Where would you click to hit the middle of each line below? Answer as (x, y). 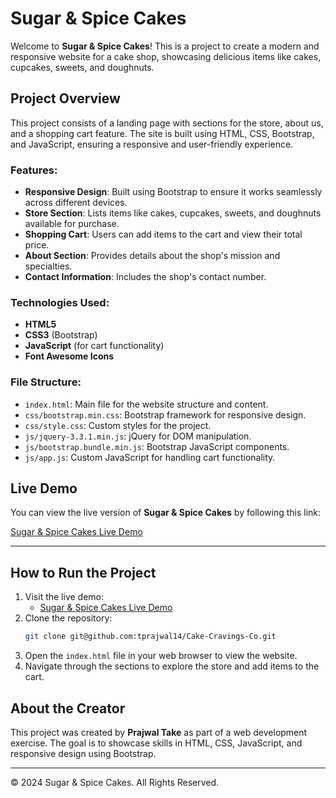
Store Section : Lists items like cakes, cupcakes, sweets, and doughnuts (173, 213)
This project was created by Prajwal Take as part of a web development (159, 732)
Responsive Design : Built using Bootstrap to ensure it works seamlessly (173, 192)
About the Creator (68, 708)
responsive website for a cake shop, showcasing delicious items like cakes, (166, 56)
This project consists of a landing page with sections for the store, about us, (167, 123)
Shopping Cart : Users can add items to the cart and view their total (163, 234)
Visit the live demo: (64, 597)
